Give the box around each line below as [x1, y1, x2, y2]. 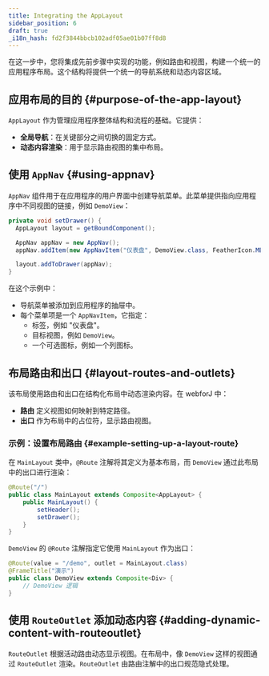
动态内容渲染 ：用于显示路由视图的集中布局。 [19, 142, 168, 152]
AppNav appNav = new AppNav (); [15, 238, 120, 246]
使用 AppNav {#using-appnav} [8, 168, 155, 182]
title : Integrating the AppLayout [8, 11, 124, 20]
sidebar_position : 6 [8, 19, 78, 27]
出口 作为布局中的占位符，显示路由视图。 [19, 415, 156, 425]
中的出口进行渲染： [8, 467, 72, 477]
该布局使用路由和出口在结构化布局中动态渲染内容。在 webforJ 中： [8, 389, 229, 398]
